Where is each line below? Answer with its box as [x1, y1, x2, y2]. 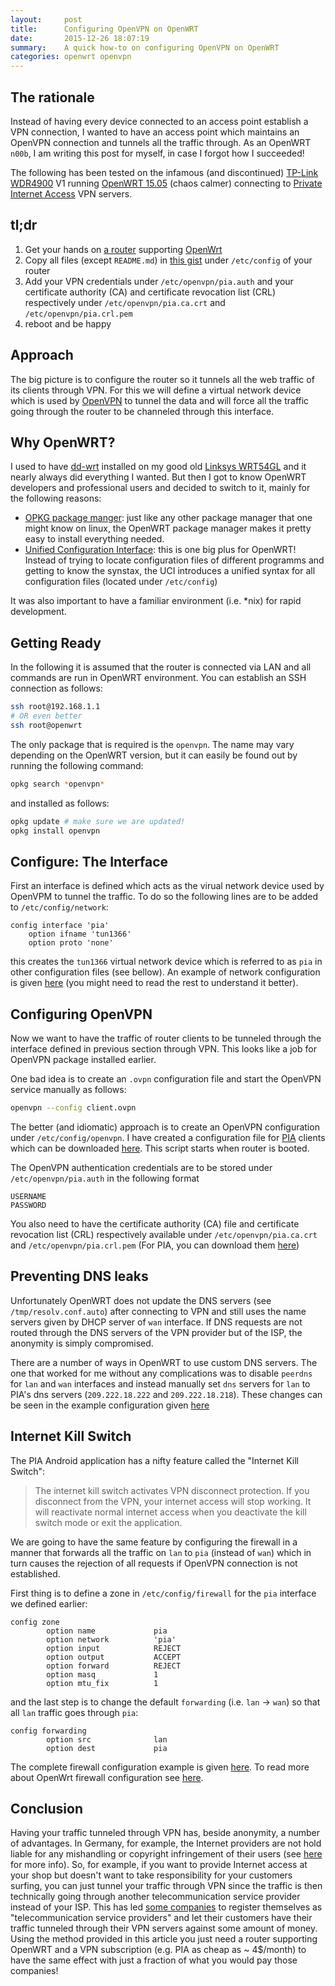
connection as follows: [10, 682, 103, 695]
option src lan [46, 1734, 168, 1745]
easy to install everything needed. [24, 533, 165, 545]
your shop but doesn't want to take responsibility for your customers [10, 1869, 293, 1881]
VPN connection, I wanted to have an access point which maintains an [10, 126, 300, 138]
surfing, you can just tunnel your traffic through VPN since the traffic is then [10, 1880, 323, 1892]
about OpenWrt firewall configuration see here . [10, 1771, 204, 1783]
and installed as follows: [10, 797, 110, 809]
